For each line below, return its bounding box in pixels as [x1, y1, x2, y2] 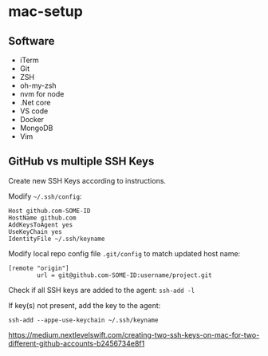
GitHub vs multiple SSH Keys [8, 155, 155, 168]
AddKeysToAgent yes [8, 220, 73, 229]
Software [8, 34, 55, 48]
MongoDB [19, 123, 53, 133]
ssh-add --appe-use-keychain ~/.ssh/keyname [8, 316, 159, 324]
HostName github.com [8, 214, 77, 222]
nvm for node [19, 89, 65, 98]
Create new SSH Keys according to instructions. [8, 176, 166, 185]
